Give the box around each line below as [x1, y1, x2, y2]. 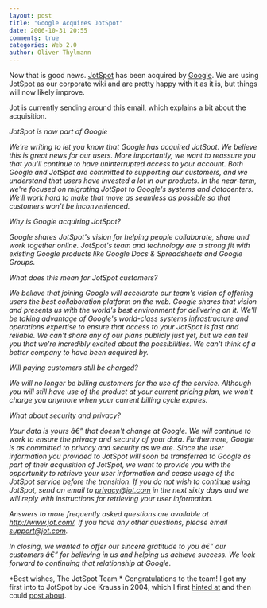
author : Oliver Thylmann [9, 49, 91, 57]
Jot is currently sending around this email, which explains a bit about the [9, 103, 246, 112]
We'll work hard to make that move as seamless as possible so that [9, 193, 231, 202]
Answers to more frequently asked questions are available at [9, 509, 210, 518]
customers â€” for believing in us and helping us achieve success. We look [9, 550, 256, 559]
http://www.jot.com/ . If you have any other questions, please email [9, 518, 228, 527]
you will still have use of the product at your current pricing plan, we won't [9, 387, 253, 396]
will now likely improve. [9, 88, 86, 96]
